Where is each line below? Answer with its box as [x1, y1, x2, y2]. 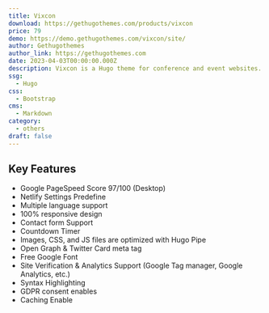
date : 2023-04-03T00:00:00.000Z [8, 57, 117, 66]
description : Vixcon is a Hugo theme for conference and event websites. [8, 65, 263, 73]
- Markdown [15, 110, 53, 118]
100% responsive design [19, 209, 103, 219]
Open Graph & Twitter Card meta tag [19, 243, 142, 253]
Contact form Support [19, 218, 94, 227]
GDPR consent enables [19, 286, 98, 296]
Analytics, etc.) [19, 269, 71, 279]
